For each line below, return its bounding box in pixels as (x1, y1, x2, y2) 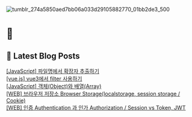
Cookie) (6, 97, 26, 104)
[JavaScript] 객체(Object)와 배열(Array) (6, 83, 102, 90)
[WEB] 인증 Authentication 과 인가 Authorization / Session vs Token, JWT (6, 104, 186, 111)
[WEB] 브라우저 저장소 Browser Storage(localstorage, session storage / (6, 90, 181, 97)
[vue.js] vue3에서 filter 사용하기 (6, 75, 82, 82)
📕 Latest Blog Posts (6, 51, 80, 61)
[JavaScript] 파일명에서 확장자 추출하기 (6, 68, 99, 75)
